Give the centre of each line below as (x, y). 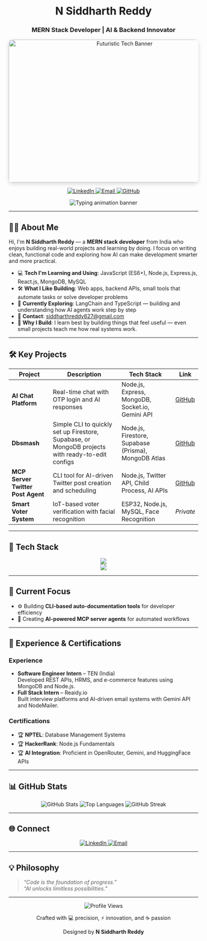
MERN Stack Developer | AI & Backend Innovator (103, 30)
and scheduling (75, 490)
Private (185, 511)
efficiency (30, 612)
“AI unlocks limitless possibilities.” (65, 889)
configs (63, 462)
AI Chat (23, 396)
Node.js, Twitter (144, 475)
